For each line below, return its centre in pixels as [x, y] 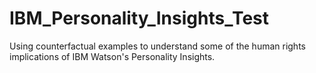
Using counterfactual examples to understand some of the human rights [157, 46]
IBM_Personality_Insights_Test [139, 18]
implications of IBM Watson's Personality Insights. [112, 56]
